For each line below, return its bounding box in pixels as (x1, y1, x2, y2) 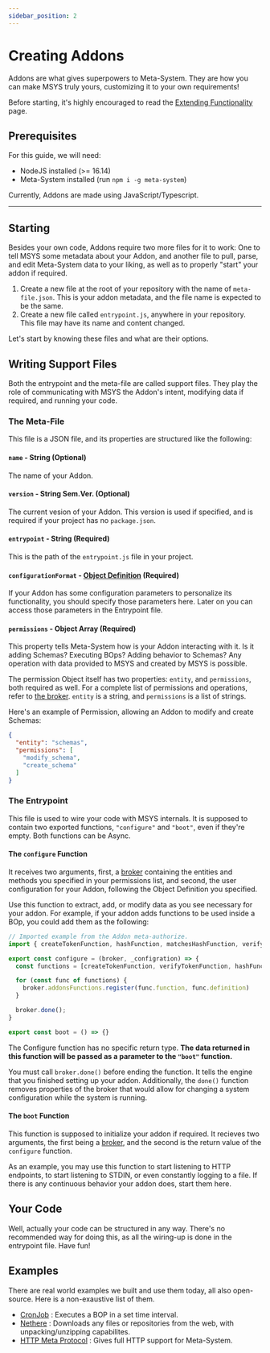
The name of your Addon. (8, 471, 94, 480)
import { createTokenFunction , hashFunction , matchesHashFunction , (8, 940, 239, 948)
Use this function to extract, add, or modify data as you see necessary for (8, 899, 253, 909)
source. (8, 1294, 34, 1304)
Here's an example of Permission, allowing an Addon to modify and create (8, 707, 255, 717)
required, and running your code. (8, 396, 118, 405)
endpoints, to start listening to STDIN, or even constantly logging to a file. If (8, 1170, 258, 1180)
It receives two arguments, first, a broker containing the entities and (8, 867, 233, 877)
